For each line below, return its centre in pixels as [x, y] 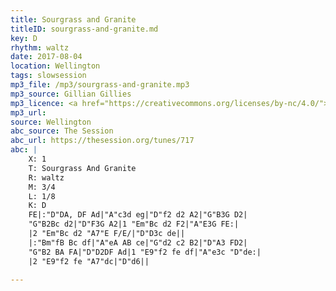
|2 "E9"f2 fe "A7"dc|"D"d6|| [89, 261]
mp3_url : [28, 112]
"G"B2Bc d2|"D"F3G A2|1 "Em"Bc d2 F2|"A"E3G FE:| [134, 224]
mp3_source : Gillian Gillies [71, 94]
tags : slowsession [48, 76]
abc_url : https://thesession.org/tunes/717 [102, 141]
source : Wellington [51, 122]
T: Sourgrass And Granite [82, 168]
